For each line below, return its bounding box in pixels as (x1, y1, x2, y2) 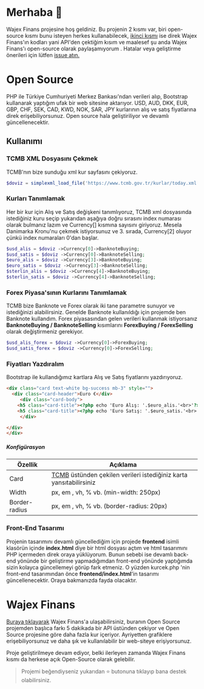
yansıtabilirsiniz (51, 478, 96, 487)
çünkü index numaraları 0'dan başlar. (6, 234, 99, 241)
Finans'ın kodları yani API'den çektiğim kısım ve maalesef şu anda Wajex (6, 38, 188, 46)
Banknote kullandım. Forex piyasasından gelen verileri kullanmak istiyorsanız (6, 315, 198, 323)
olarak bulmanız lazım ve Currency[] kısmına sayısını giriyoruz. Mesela (6, 221, 182, 228)
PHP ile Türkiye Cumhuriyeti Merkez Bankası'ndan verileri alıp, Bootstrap (6, 92, 188, 100)
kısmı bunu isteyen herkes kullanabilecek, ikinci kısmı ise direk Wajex (25, 32, 197, 39)
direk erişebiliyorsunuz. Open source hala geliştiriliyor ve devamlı (6, 112, 169, 119)
